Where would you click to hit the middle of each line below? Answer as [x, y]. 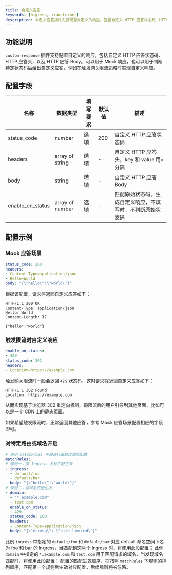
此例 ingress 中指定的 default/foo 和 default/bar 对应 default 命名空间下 [82, 541]
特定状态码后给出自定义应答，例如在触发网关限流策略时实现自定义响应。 [81, 68]
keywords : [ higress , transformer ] [42, 15]
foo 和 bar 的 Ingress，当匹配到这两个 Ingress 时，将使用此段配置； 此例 [87, 548]
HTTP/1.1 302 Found [26, 390]
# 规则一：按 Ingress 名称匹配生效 [39, 464]
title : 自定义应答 [23, 10]
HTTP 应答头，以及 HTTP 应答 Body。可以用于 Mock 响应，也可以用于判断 [84, 62]
